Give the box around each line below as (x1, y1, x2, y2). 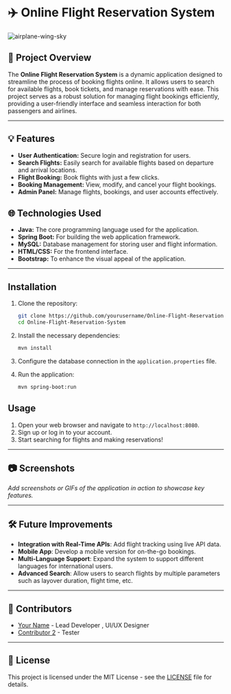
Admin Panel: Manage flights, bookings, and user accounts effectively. (17, 187, 219, 195)
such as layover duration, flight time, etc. (17, 577, 133, 585)
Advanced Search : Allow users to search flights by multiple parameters (17, 569, 221, 577)
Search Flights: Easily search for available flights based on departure (17, 158, 215, 167)
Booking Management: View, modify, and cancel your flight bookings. (17, 180, 217, 189)
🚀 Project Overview (8, 52, 92, 64)
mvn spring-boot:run (17, 383, 77, 390)
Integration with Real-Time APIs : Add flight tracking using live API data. (17, 540, 221, 549)
